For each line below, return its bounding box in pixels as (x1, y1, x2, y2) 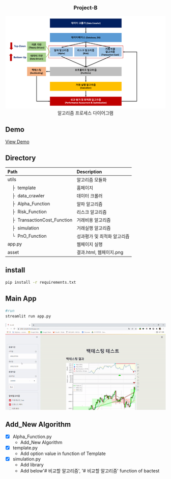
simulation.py (12, 456, 41, 462)
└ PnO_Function (12, 233, 47, 239)
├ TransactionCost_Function (12, 217, 73, 223)
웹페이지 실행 (76, 241, 103, 247)
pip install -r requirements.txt (5, 280, 76, 285)
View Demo (5, 139, 30, 145)
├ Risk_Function (12, 209, 47, 215)
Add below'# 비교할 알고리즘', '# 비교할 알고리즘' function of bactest (20, 468, 160, 474)
